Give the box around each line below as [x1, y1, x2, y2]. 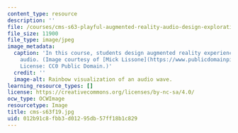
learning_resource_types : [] [7, 82, 93, 89]
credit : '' [13, 69, 46, 76]
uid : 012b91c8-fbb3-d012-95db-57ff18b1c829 [7, 115, 138, 122]
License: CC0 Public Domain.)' [20, 63, 113, 70]
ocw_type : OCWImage [7, 96, 65, 103]
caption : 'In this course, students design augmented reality [13, 50, 201, 57]
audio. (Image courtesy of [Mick [20, 56, 119, 63]
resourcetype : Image [7, 102, 69, 109]
